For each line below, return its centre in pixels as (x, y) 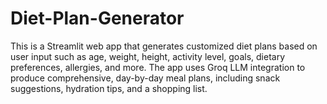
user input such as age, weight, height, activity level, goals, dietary (148, 56)
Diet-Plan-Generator (97, 18)
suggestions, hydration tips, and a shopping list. (109, 88)
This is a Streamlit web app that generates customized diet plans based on (164, 46)
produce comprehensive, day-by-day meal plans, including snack (145, 78)
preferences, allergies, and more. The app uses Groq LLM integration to (158, 67)
